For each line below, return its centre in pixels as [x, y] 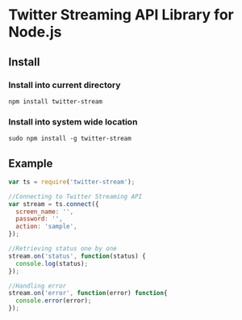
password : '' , [39, 219]
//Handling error [38, 286]
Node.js [35, 32]
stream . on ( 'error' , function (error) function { [88, 293]
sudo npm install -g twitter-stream [70, 139]
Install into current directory [65, 85]
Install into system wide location [73, 121]
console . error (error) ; [54, 301]
